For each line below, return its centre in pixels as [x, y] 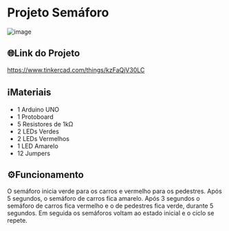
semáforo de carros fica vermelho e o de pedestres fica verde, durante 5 [110, 206]
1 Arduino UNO [38, 109]
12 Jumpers [33, 153]
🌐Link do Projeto [44, 53]
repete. [17, 221]
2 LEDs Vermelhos [43, 138]
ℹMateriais [29, 92]
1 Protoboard [35, 117]
